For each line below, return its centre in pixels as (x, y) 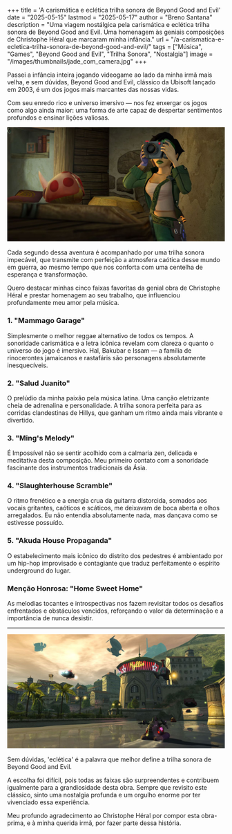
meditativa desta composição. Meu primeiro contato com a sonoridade (108, 461)
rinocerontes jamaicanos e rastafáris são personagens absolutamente (106, 358)
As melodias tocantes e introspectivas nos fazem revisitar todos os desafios (115, 604)
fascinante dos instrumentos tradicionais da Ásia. (77, 468)
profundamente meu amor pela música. (63, 303)
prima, (16, 823)
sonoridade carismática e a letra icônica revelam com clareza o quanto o (110, 343)
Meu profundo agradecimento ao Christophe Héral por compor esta (104, 816)
